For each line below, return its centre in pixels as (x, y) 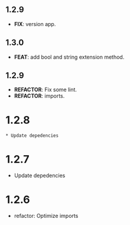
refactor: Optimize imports (46, 216)
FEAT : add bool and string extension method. (69, 57)
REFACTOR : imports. (39, 96)
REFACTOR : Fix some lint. (45, 90)
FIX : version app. (35, 24)
